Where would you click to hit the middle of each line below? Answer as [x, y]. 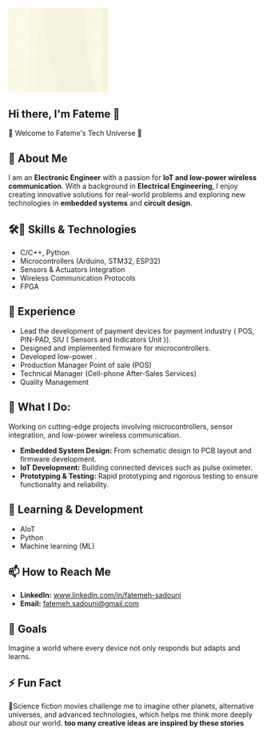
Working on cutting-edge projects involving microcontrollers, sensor [121, 426]
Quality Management [54, 382]
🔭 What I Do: [40, 407]
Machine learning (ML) [57, 546]
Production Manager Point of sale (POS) [85, 365]
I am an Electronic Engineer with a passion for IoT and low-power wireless [133, 178]
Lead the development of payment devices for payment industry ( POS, [137, 330]
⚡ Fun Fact [35, 683]
